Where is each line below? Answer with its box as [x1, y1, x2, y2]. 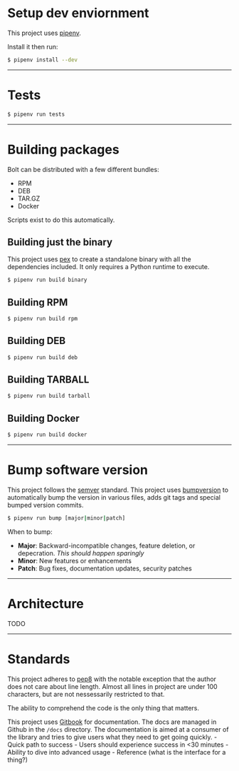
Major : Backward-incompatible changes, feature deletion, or [17, 541, 196, 550]
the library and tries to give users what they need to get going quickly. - [7, 732, 218, 741]
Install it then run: [7, 42, 58, 51]
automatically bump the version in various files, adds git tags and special [7, 493, 221, 501]
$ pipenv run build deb [7, 353, 78, 361]
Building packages [7, 141, 119, 158]
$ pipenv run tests [7, 111, 65, 118]
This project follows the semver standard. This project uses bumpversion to [7, 485, 229, 494]
